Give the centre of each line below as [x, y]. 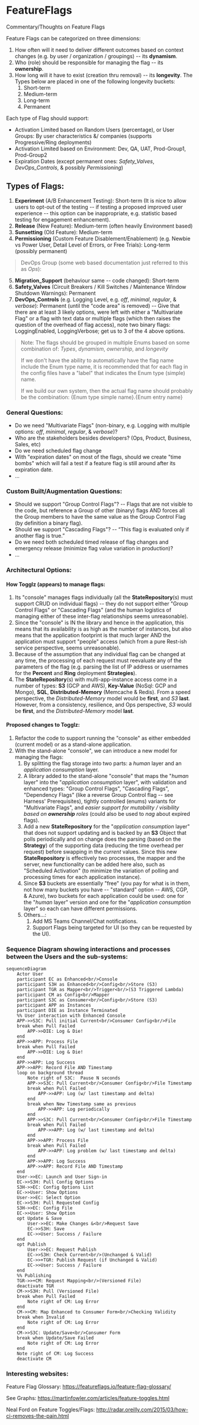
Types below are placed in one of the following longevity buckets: [95, 81]
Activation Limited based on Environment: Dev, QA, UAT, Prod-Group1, [100, 149]
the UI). [41, 934]
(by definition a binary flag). [49, 523]
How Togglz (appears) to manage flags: [56, 584]
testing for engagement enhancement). [62, 219]
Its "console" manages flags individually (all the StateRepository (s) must [104, 597]
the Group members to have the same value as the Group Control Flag [100, 517]
